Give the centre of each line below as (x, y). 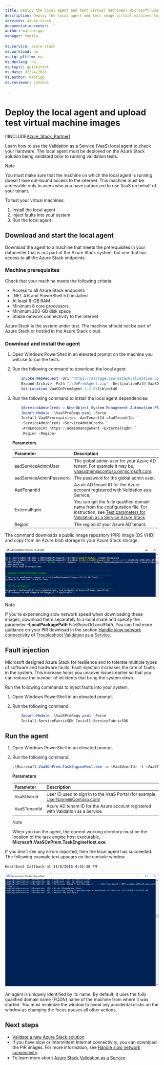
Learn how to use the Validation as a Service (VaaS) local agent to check (78, 146)
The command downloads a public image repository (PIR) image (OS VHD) (80, 535)
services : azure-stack (28, 21)
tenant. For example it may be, (104, 466)
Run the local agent (31, 220)
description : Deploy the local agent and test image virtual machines (78, 15)
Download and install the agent (43, 344)
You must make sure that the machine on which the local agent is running (79, 175)
